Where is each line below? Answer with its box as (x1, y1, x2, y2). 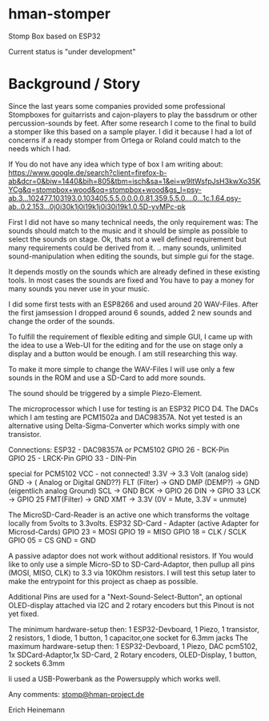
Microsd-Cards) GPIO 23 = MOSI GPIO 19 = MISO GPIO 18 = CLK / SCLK (8, 527, 247, 536)
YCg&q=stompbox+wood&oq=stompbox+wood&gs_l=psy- (8, 185, 202, 194)
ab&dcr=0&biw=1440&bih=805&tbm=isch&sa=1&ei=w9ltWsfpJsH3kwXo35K (8, 176, 261, 186)
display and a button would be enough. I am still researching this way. (8, 349, 239, 358)
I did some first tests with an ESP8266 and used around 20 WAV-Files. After (8, 299, 259, 309)
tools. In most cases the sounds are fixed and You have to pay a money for (8, 275, 255, 285)
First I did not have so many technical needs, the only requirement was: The (8, 217, 259, 226)
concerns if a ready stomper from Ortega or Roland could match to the (8, 135, 242, 145)
